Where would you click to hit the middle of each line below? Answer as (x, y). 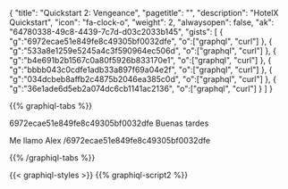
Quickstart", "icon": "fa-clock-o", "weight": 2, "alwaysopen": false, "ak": (142, 22)
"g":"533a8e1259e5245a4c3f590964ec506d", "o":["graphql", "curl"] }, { (143, 51)
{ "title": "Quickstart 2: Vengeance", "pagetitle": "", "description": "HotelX (144, 13)
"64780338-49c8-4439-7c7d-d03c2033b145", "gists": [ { (116, 32)
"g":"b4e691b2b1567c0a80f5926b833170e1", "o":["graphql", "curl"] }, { (140, 60)
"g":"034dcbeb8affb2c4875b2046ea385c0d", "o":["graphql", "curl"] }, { (143, 79)
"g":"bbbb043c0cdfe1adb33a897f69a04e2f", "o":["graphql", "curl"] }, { (141, 70)
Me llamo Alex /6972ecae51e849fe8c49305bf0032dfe (110, 140)
